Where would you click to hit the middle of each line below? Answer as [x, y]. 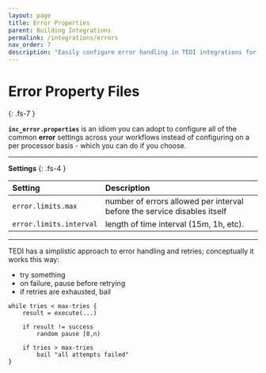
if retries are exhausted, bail [65, 291]
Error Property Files [74, 91]
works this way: [34, 259]
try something [42, 275]
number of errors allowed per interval [174, 201]
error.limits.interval [55, 224]
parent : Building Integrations [60, 30]
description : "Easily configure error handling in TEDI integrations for [133, 52]
